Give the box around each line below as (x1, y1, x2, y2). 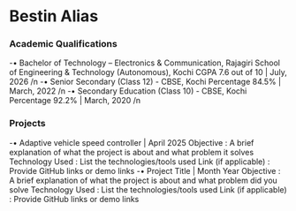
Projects (9, 117, 46, 130)
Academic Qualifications (9, 38, 118, 50)
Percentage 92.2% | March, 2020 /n (9, 95, 141, 106)
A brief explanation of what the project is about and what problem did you (9, 175, 278, 185)
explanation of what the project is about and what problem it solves (9, 147, 254, 157)
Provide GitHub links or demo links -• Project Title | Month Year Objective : (9, 165, 281, 176)
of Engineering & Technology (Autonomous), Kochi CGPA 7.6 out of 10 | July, (9, 67, 287, 78)
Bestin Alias (9, 6, 99, 26)
